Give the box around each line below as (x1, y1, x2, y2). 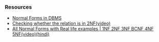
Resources (5, 4, 32, 11)
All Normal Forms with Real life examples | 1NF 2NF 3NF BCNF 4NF (12, 26, 154, 32)
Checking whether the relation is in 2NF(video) (12, 20, 111, 26)
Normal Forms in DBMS (12, 15, 62, 21)
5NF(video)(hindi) (12, 31, 50, 37)
